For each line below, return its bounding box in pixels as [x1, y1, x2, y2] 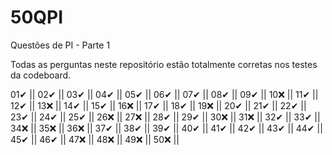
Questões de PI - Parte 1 [10, 39, 111, 51]
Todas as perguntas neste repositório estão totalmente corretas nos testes [10, 58, 318, 70]
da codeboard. [10, 69, 72, 81]
